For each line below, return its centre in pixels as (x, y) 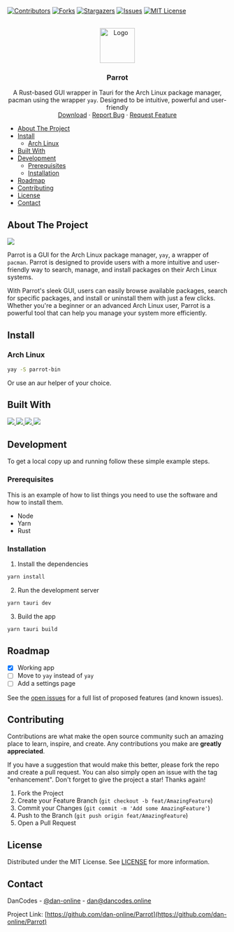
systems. (20, 277)
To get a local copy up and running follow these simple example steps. (109, 461)
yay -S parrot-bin (34, 369)
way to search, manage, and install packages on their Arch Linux (124, 270)
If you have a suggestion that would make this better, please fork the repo (113, 765)
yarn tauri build (32, 629)
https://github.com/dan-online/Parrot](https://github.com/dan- (137, 914)
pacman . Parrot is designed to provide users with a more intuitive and (105, 262)
